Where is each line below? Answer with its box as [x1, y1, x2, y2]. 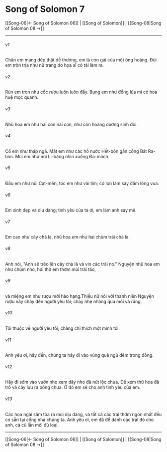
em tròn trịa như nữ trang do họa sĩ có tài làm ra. [5, 62, 104, 68]
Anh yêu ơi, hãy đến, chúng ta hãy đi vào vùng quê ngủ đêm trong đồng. [5, 352, 154, 358]
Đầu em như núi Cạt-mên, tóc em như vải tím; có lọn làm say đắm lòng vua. [5, 180, 159, 186]
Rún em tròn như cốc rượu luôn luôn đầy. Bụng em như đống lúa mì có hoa [5, 89, 158, 95]
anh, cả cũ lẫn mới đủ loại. [5, 422, 59, 428]
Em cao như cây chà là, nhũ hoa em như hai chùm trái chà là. [5, 234, 130, 240]
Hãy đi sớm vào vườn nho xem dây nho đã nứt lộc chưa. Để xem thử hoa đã [5, 379, 160, 385]
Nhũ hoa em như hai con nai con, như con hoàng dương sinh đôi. [5, 121, 138, 127]
